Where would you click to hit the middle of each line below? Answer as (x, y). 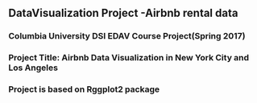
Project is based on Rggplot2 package (84, 89)
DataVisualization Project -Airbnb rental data (123, 13)
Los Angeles (33, 68)
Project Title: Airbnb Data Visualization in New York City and (129, 58)
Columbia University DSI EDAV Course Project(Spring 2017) (127, 36)
